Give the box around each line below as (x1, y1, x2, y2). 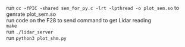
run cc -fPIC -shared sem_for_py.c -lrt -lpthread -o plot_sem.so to (6, 5, 180, 11)
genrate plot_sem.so (6, 11, 57, 18)
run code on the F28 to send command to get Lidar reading (6, 17, 152, 23)
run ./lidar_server (6, 28, 54, 35)
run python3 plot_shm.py (6, 35, 67, 41)
